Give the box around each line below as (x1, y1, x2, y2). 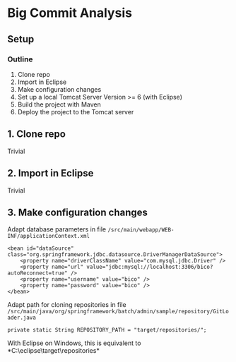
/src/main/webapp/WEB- (107, 227, 175, 234)
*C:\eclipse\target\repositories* (7, 346, 100, 355)
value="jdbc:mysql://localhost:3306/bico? (85, 263, 213, 271)
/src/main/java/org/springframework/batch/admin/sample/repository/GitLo (7, 308, 230, 315)
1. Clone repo (7, 128, 66, 140)
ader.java (7, 314, 37, 322)
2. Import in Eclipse (7, 167, 94, 179)
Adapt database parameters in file (7, 225, 107, 234)
